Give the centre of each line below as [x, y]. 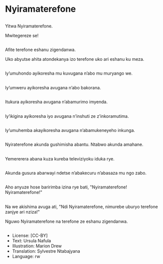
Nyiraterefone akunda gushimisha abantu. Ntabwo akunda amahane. [74, 145]
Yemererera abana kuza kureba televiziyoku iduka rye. [60, 158]
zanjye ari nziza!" [23, 211]
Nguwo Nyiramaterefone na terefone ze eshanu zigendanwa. [67, 221]
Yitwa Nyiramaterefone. [29, 26]
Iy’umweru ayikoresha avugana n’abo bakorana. [53, 87]
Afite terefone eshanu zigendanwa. [40, 50]
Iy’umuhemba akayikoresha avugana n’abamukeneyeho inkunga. [70, 130]
